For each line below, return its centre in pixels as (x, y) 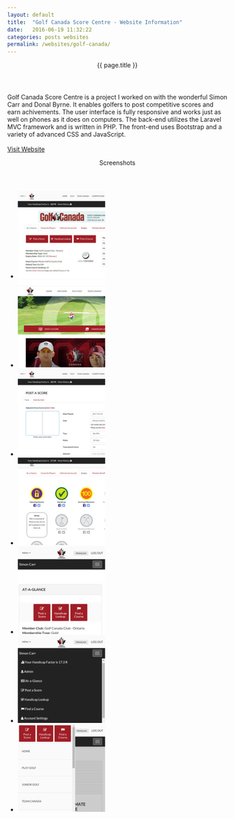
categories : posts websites (48, 37)
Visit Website (26, 149)
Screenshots (117, 163)
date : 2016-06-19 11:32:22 (50, 29)
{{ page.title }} (117, 65)
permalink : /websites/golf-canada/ (59, 44)
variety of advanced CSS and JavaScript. (66, 135)
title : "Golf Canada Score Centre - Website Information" (95, 22)
